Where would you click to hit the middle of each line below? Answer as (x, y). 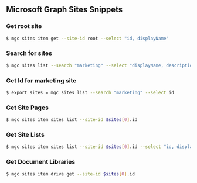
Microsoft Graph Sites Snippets (64, 10)
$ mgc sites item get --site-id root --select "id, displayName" (87, 38)
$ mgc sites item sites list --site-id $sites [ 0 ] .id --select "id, (90, 147)
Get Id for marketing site (41, 80)
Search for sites (29, 53)
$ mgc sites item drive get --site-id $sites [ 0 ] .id (70, 174)
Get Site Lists (26, 135)
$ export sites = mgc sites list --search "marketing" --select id (90, 93)
